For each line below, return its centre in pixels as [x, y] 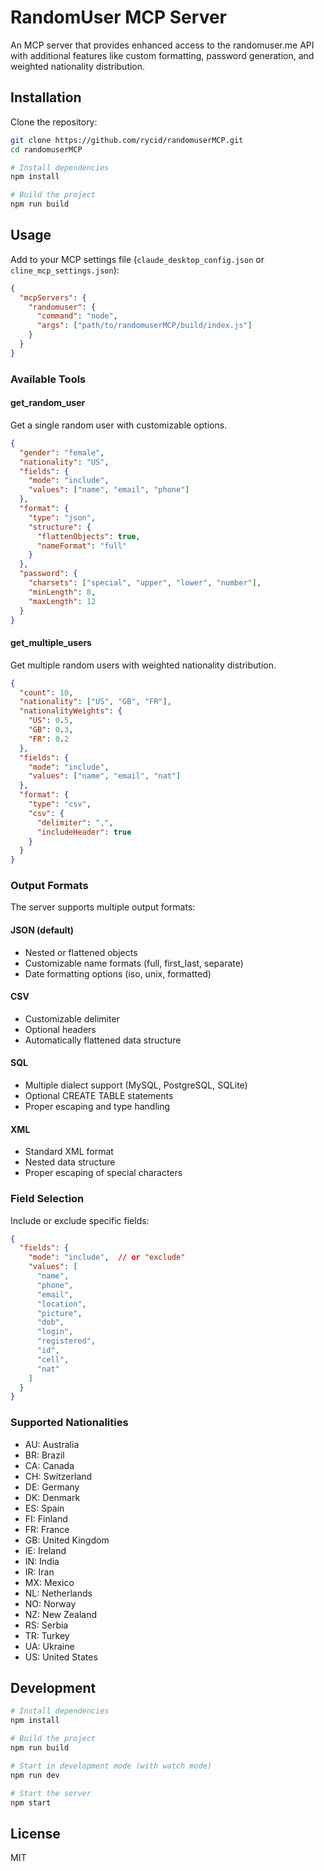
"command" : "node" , [77, 316]
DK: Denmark [52, 1497]
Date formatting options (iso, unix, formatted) [118, 973]
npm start [31, 1802]
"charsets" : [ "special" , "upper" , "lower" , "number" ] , [145, 583]
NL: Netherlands [58, 1593]
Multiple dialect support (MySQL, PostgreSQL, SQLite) [136, 1085]
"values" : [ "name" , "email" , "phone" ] [109, 490]
